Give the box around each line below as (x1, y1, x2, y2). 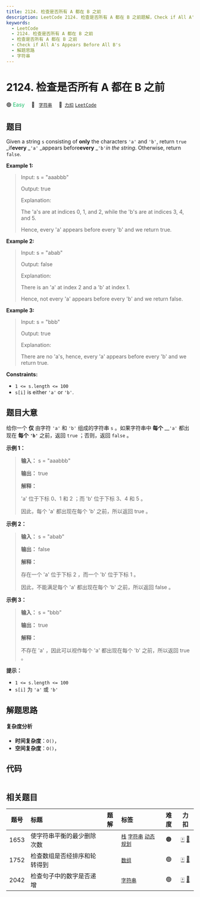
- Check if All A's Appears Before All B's (11, 42, 121, 48)
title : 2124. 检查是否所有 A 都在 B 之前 (6, 8, 101, 15)
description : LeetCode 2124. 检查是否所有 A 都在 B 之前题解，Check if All (6, 14, 186, 20)
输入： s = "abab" (20, 533, 65, 540)
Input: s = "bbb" (20, 318, 61, 326)
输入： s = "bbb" (20, 609, 62, 616)
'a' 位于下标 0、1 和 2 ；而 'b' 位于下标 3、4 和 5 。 (20, 495, 146, 502)
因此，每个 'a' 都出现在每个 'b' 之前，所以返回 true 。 (20, 508, 151, 515)
